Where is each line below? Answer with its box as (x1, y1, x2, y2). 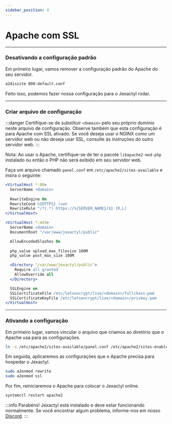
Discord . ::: (5, 413, 28, 419)
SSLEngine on (10, 286, 38, 291)
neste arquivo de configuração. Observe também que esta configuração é (5, 125, 162, 131)
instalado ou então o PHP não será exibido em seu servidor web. (5, 157, 142, 163)
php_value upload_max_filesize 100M (10, 248, 88, 254)
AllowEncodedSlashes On (10, 239, 60, 244)
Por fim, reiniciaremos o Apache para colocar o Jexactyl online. (5, 383, 139, 389)
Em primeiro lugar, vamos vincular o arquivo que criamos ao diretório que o (5, 329, 164, 335)
